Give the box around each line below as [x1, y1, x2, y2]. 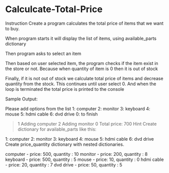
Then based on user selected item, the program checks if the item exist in [5, 60, 158, 66]
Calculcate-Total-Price [5, 4, 103, 15]
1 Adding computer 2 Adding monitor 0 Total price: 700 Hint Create [17, 121, 157, 127]
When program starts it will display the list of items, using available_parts [5, 35, 157, 41]
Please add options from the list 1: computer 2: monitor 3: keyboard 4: [5, 105, 150, 111]
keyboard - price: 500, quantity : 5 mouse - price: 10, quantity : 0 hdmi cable [5, 156, 164, 162]
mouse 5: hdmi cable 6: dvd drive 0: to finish [5, 111, 98, 117]
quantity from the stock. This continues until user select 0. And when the [5, 81, 156, 87]
